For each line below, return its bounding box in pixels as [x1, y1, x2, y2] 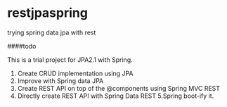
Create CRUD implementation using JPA [17, 69, 134, 77]
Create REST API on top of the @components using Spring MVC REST [17, 84, 220, 92]
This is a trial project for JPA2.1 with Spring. [7, 55, 134, 64]
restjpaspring [7, 5, 88, 21]
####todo [7, 42, 37, 50]
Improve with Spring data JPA [17, 76, 104, 85]
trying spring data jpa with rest [7, 28, 96, 37]
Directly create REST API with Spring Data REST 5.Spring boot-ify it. [17, 92, 214, 100]
